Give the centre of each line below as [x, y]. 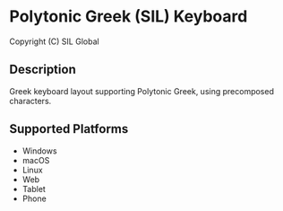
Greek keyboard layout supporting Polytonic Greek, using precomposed [142, 91]
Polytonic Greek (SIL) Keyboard [129, 17]
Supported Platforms [69, 129]
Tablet [34, 189]
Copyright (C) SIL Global [55, 41]
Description [43, 70]
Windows [39, 151]
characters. [30, 101]
